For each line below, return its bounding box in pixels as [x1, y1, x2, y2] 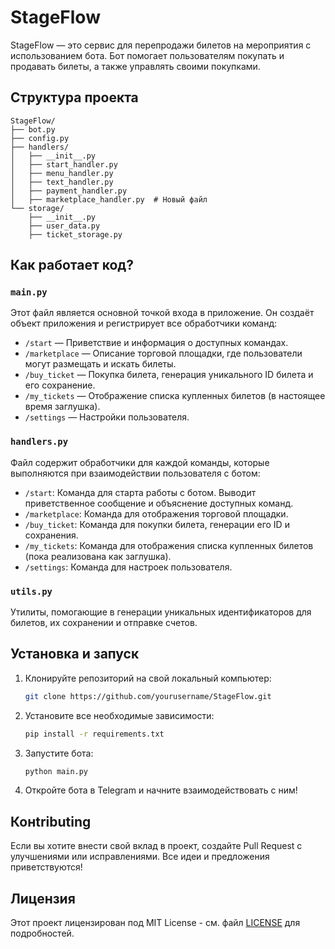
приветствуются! [10, 861, 83, 873]
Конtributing [10, 813, 92, 830]
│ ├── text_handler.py [10, 177, 114, 187]
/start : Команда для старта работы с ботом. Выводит [24, 486, 257, 498]
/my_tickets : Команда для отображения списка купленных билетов [24, 539, 314, 551]
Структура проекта [10, 89, 139, 106]
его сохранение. [24, 379, 96, 391]
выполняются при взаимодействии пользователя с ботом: [10, 467, 261, 479]
